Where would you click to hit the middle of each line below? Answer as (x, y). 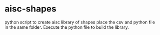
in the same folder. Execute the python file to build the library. (67, 27)
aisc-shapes (31, 9)
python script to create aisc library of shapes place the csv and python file (80, 22)
